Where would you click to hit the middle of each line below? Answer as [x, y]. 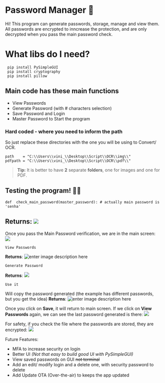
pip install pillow [27, 76]
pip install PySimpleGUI [33, 67]
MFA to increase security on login [46, 349]
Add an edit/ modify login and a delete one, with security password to [83, 364]
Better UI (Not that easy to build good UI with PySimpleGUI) [73, 354]
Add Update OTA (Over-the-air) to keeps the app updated [71, 375]
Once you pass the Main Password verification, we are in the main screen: [80, 233]
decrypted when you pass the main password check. [59, 34]
